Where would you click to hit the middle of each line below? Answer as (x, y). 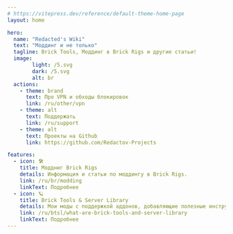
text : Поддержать (51, 117)
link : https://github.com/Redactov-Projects (91, 142)
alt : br (43, 78)
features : (21, 155)
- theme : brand (42, 91)
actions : (26, 84)
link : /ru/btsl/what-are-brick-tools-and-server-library (104, 213)
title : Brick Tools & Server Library (74, 200)
